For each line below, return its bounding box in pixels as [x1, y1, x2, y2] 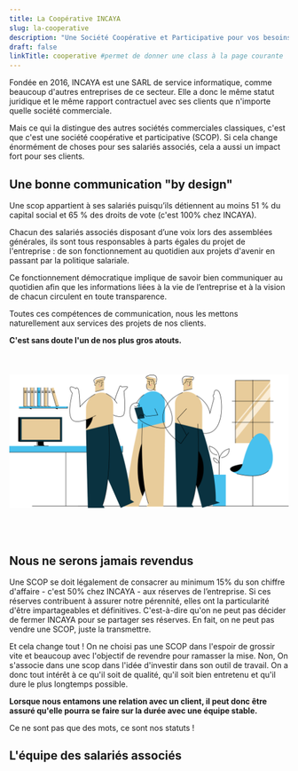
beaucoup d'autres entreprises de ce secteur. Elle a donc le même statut [9, 87, 275, 98]
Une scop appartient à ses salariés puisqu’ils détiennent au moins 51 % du [9, 200, 281, 210]
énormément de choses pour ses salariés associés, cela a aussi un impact [9, 142, 281, 153]
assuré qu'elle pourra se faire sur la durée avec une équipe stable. [9, 705, 258, 716]
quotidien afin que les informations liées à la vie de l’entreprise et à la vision [9, 281, 286, 292]
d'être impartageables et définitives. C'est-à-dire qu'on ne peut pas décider [9, 604, 286, 616]
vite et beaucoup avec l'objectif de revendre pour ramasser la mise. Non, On [9, 650, 288, 661]
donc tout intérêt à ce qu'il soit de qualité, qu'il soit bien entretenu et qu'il [9, 669, 277, 680]
